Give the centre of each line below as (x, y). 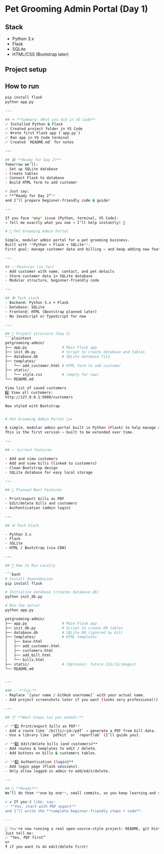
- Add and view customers (31, 459)
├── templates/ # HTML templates (51, 637)
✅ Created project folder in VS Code (44, 129)
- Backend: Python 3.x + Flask (37, 303)
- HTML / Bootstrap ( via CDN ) (36, 548)
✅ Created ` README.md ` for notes (40, 142)
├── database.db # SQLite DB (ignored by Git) (64, 632)
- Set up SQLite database (31, 169)
